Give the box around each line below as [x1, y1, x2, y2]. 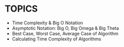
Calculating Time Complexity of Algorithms [12, 36, 101, 42]
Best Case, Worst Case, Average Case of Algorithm [12, 30, 119, 36]
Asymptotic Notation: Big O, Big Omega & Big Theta [12, 25, 119, 31]
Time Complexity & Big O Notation [12, 20, 83, 26]
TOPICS [5, 3, 38, 15]
